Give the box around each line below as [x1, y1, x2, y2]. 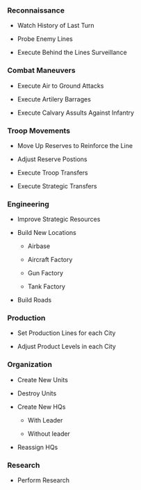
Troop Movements [7, 126, 71, 136]
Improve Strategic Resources [17, 215, 101, 224]
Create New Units [17, 375, 68, 384]
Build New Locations [17, 229, 76, 237]
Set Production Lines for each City [17, 329, 116, 337]
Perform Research [17, 476, 70, 484]
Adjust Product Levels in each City [17, 343, 116, 351]
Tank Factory [27, 282, 66, 291]
